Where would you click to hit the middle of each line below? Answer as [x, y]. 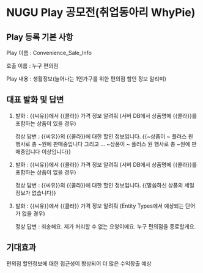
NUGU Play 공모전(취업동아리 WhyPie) [101, 13]
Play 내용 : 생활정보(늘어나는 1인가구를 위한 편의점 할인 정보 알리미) [87, 79]
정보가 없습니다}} [35, 192]
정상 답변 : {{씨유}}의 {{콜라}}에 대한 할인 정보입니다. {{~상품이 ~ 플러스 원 [104, 136]
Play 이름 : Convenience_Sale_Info [49, 53]
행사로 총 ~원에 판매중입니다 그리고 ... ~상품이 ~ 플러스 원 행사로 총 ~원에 [103, 144]
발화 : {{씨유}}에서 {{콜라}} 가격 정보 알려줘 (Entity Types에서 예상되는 [100, 206]
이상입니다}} [57, 151]
